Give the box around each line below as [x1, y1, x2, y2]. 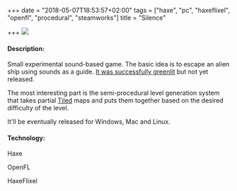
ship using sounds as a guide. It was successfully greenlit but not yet [7, 67, 209, 76]
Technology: [7, 134, 46, 142]
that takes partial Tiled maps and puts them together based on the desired [7, 96, 224, 105]
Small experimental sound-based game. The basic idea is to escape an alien [7, 60, 230, 69]
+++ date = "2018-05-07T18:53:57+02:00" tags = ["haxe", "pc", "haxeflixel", [7, 6, 230, 14]
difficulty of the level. [7, 104, 69, 112]
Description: [7, 44, 45, 52]
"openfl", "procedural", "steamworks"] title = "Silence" [7, 13, 166, 22]
